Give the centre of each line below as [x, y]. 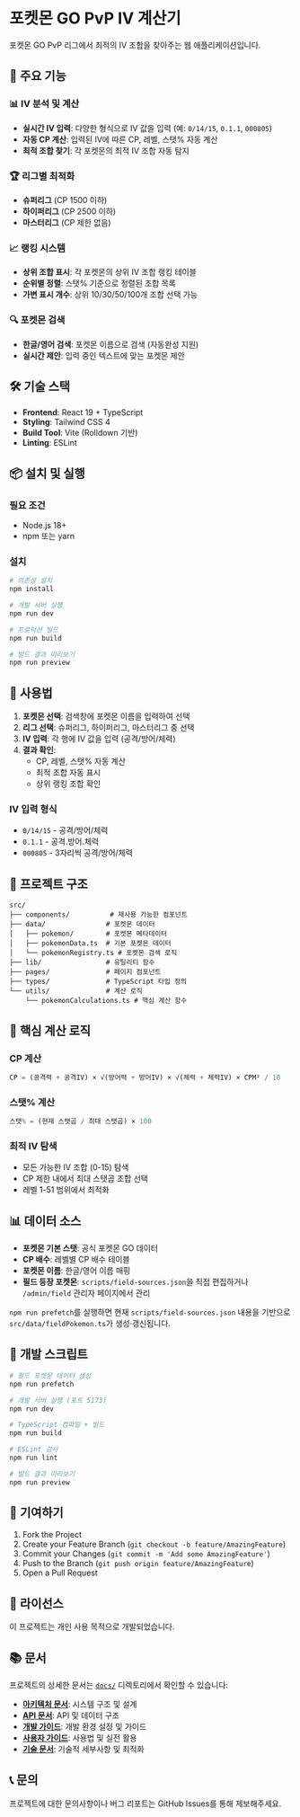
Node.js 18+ [44, 526]
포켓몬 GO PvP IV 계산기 [95, 18]
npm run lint [34, 1458]
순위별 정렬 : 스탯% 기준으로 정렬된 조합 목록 [99, 283]
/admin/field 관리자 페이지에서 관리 [86, 1293]
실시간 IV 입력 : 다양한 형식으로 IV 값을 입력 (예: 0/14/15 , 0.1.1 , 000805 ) [147, 128]
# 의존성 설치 [31, 581]
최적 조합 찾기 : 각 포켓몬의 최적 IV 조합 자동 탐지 [106, 150]
